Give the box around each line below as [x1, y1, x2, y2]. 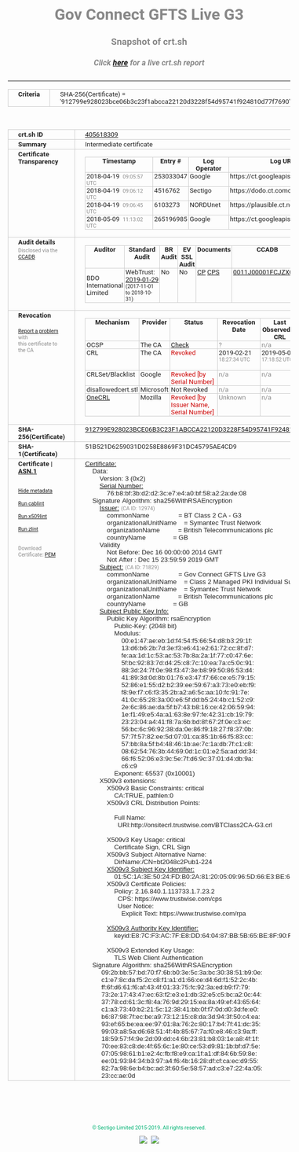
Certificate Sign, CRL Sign [114, 843, 191, 851]
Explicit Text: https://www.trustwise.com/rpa [121, 909, 246, 918]
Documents [197, 245, 232, 253]
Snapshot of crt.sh [111, 36, 188, 48]
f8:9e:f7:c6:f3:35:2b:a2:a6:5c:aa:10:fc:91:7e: [121, 688, 250, 697]
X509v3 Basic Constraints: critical [106, 784, 204, 792]
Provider [141, 318, 168, 327]
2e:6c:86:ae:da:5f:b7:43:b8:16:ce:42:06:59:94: [121, 702, 256, 711]
